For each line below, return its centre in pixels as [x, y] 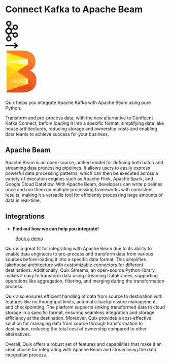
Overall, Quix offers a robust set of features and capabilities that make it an [84, 344]
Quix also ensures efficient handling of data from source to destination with [84, 296]
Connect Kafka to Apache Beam [74, 9]
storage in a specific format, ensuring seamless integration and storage [80, 313]
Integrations [25, 216]
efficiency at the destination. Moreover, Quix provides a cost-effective [78, 318]
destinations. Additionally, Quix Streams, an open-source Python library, [81, 270]
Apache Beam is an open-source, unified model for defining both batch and [84, 162]
